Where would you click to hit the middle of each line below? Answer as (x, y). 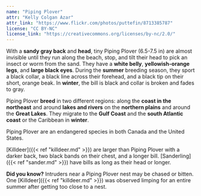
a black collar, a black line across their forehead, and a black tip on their (95, 77)
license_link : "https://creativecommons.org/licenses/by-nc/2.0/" (91, 34)
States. (15, 138)
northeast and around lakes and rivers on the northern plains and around (98, 107)
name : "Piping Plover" (34, 12)
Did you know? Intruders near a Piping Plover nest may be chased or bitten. (100, 174)
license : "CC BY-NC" (32, 28)
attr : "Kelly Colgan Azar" (40, 17)
